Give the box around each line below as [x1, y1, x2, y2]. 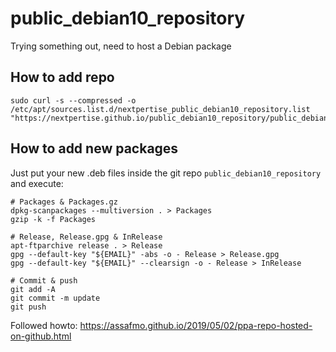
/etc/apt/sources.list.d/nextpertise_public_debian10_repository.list [10, 104, 311, 114]
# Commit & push [10, 275, 78, 286]
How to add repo [10, 69, 115, 86]
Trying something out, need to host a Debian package [10, 40, 232, 52]
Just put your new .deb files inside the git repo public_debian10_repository [10, 167, 322, 179]
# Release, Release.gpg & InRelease [10, 232, 163, 242]
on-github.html [10, 330, 72, 342]
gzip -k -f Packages [10, 214, 97, 224]
